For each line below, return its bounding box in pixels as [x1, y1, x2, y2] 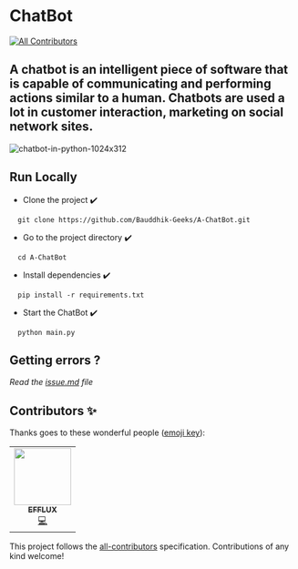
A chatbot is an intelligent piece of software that [9, 62, 289, 77]
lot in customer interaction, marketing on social [9, 105, 284, 120]
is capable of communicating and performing [9, 76, 272, 92]
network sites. [9, 119, 94, 135]
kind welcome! [9, 551, 65, 562]
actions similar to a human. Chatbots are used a [9, 90, 285, 106]
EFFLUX [27, 504, 57, 515]
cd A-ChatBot [17, 252, 67, 262]
